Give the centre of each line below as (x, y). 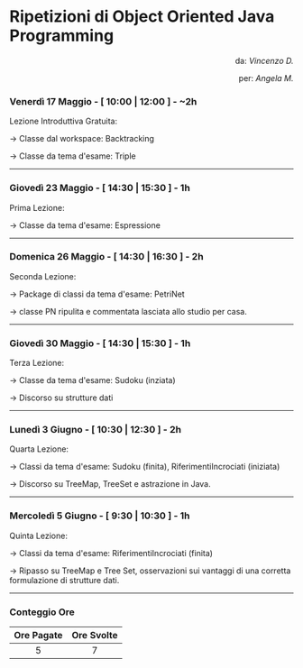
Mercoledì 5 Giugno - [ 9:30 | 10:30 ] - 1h (100, 516)
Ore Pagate (38, 636)
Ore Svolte (95, 636)
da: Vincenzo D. (264, 60)
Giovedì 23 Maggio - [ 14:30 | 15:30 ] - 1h (100, 188)
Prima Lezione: (37, 207)
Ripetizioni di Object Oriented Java (142, 17)
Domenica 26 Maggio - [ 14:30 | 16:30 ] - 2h (107, 257)
